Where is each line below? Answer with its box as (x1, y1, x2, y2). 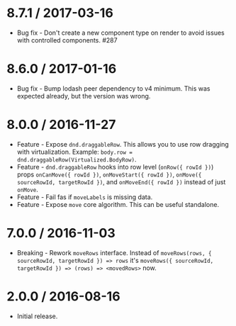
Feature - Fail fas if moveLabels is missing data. (16, 193, 153, 201)
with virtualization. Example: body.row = (16, 147, 133, 156)
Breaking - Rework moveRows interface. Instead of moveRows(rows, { (16, 248, 212, 257)
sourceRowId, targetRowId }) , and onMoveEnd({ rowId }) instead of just (16, 177, 226, 186)
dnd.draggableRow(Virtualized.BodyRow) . (16, 154, 137, 164)
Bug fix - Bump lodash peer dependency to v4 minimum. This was (16, 84, 210, 93)
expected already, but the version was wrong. (16, 91, 151, 100)
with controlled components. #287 (16, 35, 118, 44)
